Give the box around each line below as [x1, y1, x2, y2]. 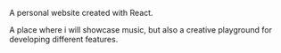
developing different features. [9, 34, 119, 44]
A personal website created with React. [9, 8, 153, 18]
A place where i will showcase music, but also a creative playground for [9, 25, 272, 34]
